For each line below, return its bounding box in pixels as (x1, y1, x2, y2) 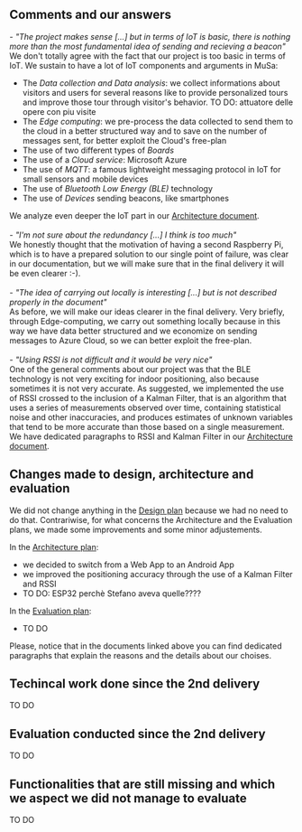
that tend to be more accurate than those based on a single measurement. (9, 421, 286, 432)
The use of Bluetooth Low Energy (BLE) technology (22, 182, 214, 193)
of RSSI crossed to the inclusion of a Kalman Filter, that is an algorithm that (9, 392, 287, 403)
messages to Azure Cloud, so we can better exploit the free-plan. (9, 334, 252, 346)
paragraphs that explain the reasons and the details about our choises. (9, 650, 272, 660)
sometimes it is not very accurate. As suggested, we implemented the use (9, 383, 284, 394)
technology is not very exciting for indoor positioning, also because (9, 373, 260, 384)
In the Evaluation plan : (9, 605, 92, 616)
